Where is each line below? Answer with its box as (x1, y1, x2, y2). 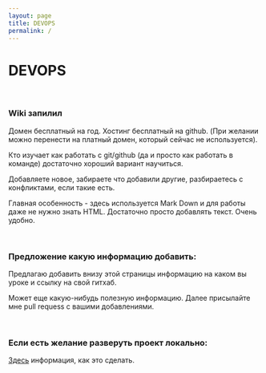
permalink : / (8, 26, 52, 34)
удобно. (8, 215, 35, 225)
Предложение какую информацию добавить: (8, 250, 197, 262)
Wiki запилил (8, 107, 62, 119)
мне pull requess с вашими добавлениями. (8, 302, 155, 311)
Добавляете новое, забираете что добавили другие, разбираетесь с (8, 174, 244, 184)
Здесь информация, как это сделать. (8, 355, 135, 365)
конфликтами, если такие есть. (8, 182, 115, 193)
